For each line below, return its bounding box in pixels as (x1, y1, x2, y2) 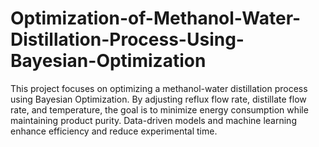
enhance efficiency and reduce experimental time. (10, 125, 218, 137)
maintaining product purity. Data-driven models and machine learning (10, 114, 297, 126)
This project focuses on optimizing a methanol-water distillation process (10, 82, 308, 94)
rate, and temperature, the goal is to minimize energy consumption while (10, 103, 309, 116)
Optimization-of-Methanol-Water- (10, 7, 302, 30)
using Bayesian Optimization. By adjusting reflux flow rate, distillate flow (10, 93, 307, 105)
